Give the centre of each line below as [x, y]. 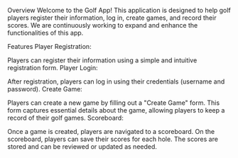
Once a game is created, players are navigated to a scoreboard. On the [111, 131]
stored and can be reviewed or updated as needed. [82, 147]
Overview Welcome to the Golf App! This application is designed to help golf [119, 10]
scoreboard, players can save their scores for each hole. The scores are [113, 139]
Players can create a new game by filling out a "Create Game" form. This [114, 103]
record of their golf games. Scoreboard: [66, 118]
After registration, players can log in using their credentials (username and [116, 81]
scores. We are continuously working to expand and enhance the [103, 25]
